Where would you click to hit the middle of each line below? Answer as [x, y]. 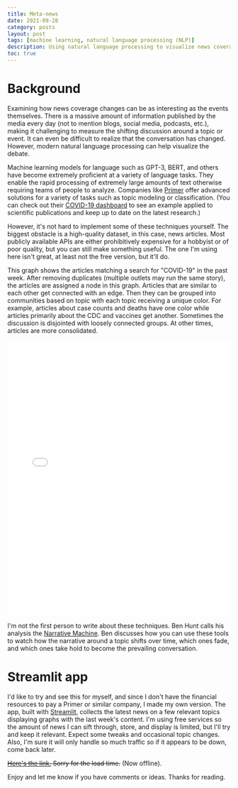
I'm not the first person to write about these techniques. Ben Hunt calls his [116, 625]
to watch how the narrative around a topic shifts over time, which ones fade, [118, 640]
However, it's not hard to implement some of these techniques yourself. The [118, 226]
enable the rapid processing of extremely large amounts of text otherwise [115, 182]
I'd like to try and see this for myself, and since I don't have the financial [112, 696]
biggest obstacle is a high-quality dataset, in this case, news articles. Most [116, 234]
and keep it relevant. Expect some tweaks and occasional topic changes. [114, 734]
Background [44, 89]
